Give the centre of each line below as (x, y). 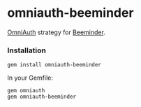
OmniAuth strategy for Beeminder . (57, 32)
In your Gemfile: (30, 78)
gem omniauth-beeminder (42, 97)
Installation (27, 50)
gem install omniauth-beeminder (54, 65)
